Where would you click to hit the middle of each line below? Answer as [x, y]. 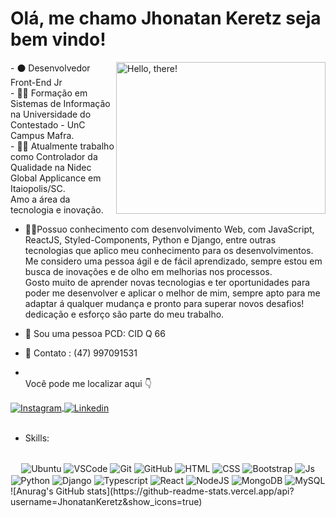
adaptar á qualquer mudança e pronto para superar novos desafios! [164, 303]
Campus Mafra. [42, 135]
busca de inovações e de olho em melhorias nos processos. [148, 271]
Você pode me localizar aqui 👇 [88, 383]
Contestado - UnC [48, 124]
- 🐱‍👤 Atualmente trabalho [62, 146]
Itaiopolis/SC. [38, 188]
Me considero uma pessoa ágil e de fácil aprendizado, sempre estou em [173, 261]
